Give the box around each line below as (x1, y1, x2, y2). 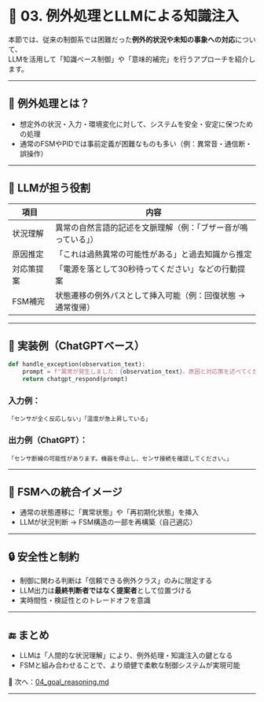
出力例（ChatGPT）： (8, 434, 88, 445)
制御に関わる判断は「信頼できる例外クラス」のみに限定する (19, 576, 213, 586)
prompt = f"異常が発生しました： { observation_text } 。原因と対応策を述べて (22, 368, 247, 376)
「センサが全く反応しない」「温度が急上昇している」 (8, 415, 152, 423)
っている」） (54, 234, 98, 245)
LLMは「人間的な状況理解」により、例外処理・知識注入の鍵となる (19, 651, 233, 660)
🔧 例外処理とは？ (8, 97, 90, 110)
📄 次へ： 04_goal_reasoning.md (8, 678, 109, 687)
